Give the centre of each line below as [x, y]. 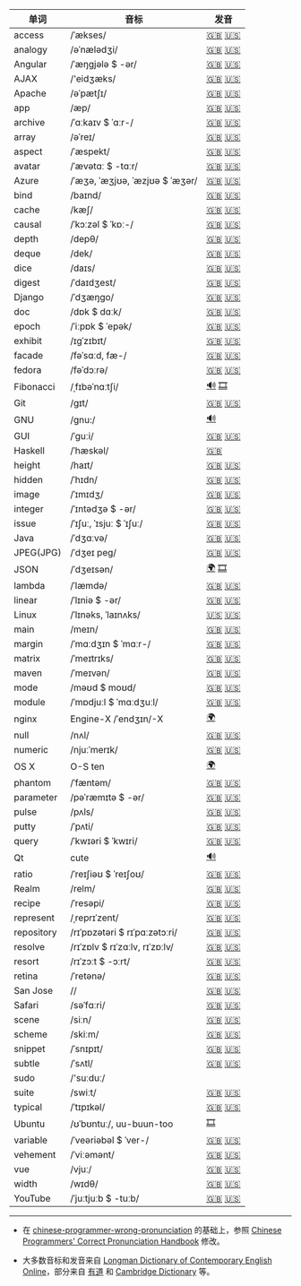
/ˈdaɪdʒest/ [93, 283]
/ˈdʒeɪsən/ [92, 569]
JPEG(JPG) [38, 552]
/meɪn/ [84, 629]
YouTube [32, 1198]
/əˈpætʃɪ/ [89, 93]
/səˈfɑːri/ [88, 1005]
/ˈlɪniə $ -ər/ [96, 600]
